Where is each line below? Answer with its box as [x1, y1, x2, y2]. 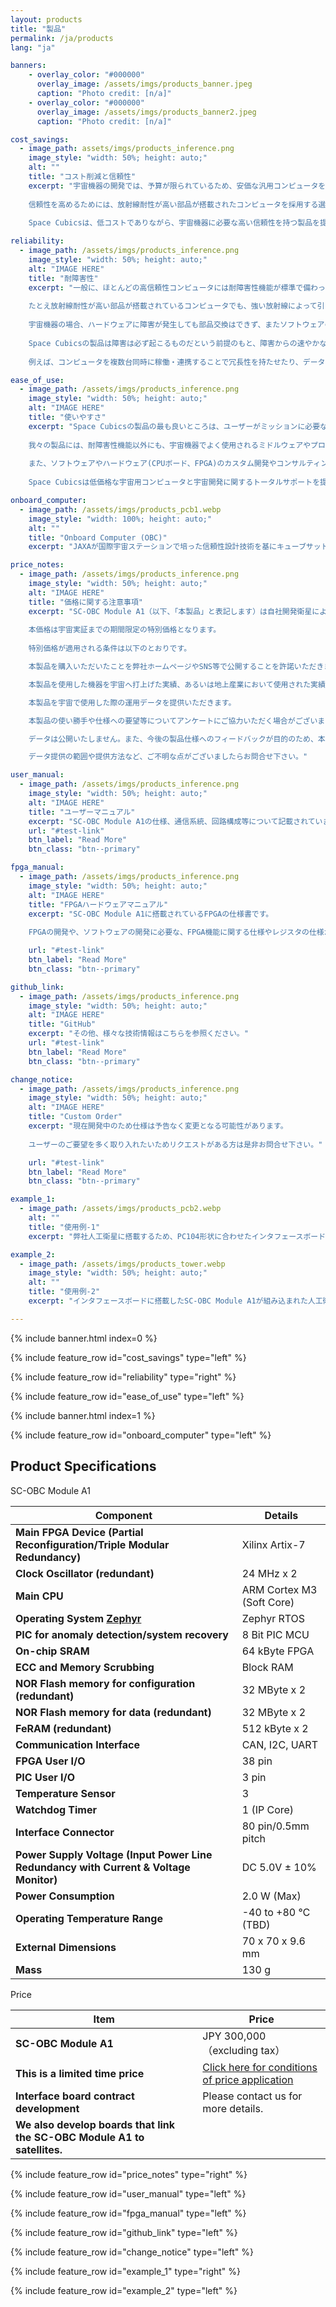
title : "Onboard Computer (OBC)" [28, 532, 168, 543]
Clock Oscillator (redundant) [15, 1566, 155, 1580]
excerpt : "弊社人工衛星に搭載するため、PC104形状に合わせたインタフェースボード [28, 1231, 327, 1241]
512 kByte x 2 [241, 1721, 309, 1735]
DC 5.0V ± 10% [241, 1860, 317, 1874]
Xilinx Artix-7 [241, 1537, 306, 1551]
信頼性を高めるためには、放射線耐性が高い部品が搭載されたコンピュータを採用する [28, 199, 319, 210]
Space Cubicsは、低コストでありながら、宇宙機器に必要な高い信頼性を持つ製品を [28, 218, 320, 228]
